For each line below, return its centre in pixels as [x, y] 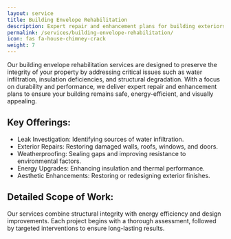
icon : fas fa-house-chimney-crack [57, 39]
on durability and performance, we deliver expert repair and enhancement [112, 87]
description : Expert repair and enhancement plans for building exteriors [117, 26]
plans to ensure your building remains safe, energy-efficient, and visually [110, 94]
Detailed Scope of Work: [60, 197]
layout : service [30, 13]
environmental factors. [49, 161]
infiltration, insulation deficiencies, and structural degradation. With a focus [113, 79]
